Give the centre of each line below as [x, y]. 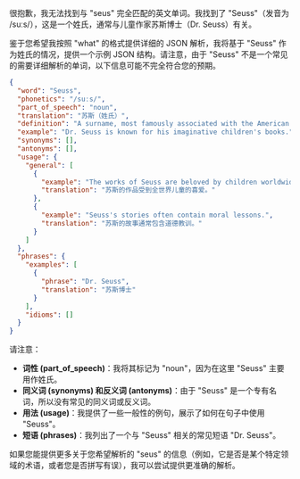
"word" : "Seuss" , [50, 91]
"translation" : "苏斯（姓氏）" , [73, 116]
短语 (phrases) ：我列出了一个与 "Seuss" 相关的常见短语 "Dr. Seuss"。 [151, 435]
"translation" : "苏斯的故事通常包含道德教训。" [122, 223]
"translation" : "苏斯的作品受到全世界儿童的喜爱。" [129, 190]
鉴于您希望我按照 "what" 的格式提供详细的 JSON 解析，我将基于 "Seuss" [143, 43]
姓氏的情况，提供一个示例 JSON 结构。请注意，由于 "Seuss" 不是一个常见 [152, 54]
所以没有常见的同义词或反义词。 [97, 402]
